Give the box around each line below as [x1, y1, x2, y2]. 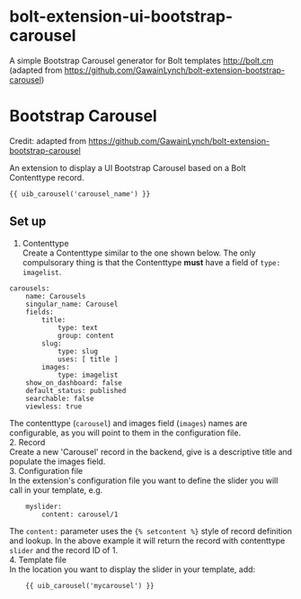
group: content [57, 331, 115, 340]
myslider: [25, 502, 63, 511]
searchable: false [25, 394, 94, 403]
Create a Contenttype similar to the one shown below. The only [22, 247, 256, 258]
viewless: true [25, 402, 83, 411]
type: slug [57, 346, 99, 356]
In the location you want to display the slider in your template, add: [9, 564, 256, 575]
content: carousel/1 [41, 510, 119, 519]
